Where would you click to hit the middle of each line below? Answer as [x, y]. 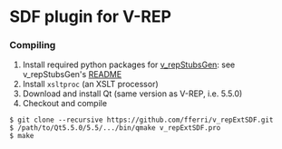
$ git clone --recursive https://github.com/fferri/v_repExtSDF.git [141, 120]
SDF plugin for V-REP [91, 17]
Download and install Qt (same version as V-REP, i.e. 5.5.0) [132, 94]
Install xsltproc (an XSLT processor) [90, 84]
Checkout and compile [64, 104]
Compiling [33, 45]
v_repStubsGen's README [72, 74]
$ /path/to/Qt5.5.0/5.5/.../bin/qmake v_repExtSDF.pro [115, 128]
